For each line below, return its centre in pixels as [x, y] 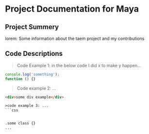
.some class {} [20, 123]
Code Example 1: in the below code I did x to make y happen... [79, 65]
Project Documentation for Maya [72, 9]
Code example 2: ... [36, 88]
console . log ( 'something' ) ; [32, 74]
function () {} [20, 79]
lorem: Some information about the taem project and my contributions [75, 38]
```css [12, 110]
